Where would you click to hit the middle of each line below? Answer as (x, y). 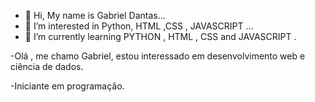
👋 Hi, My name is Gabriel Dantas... (95, 15)
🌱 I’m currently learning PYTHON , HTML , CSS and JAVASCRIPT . (160, 36)
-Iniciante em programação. (67, 86)
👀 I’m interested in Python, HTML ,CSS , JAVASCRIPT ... (139, 26)
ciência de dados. (47, 66)
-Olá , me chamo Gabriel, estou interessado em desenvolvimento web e (158, 56)
